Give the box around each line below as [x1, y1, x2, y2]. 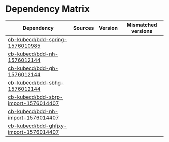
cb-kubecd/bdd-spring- [8, 36, 68, 43]
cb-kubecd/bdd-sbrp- [8, 93, 63, 100]
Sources [73, 24, 94, 31]
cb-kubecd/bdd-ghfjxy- [8, 122, 67, 129]
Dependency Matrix [5, 3, 90, 15]
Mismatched [126, 21, 157, 28]
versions [131, 27, 153, 34]
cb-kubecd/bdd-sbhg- [8, 79, 64, 86]
